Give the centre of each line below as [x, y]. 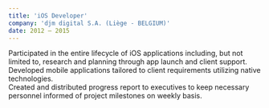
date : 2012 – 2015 [39, 30]
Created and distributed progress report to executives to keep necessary [129, 87]
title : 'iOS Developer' [48, 16]
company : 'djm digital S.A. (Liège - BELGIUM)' [90, 23]
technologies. [31, 79]
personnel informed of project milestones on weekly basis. [105, 96]
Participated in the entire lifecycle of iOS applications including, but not [126, 54]
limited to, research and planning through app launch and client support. [128, 62]
